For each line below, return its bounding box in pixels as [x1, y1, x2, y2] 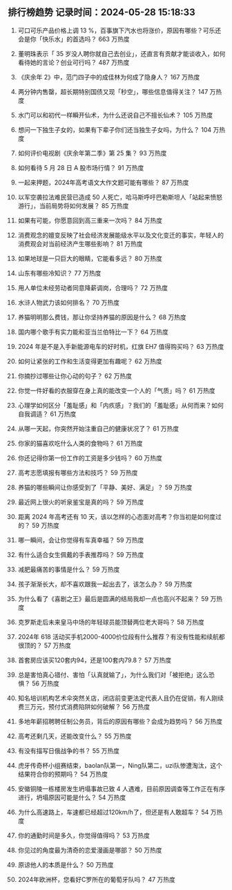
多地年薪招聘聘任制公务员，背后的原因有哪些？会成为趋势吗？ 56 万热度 [17, 717, 223, 726]
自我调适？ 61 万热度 [17, 410, 77, 418]
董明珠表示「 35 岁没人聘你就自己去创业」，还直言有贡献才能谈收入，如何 [17, 49, 226, 57]
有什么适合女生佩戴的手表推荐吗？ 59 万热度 [17, 550, 144, 558]
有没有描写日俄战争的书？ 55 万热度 [17, 746, 120, 755]
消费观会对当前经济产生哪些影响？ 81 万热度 [17, 239, 144, 247]
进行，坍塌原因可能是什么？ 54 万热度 [17, 793, 126, 802]
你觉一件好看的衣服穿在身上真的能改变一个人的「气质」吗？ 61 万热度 [17, 386, 216, 395]
